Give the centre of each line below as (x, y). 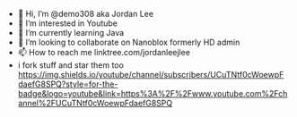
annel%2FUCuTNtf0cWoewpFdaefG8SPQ (95, 103)
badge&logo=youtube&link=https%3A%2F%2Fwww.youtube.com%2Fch (153, 93)
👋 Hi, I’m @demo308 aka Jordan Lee (86, 14)
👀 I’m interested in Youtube (68, 23)
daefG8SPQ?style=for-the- (68, 84)
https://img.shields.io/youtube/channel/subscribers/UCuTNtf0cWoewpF (151, 75)
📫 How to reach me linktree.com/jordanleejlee (104, 52)
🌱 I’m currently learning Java (71, 33)
